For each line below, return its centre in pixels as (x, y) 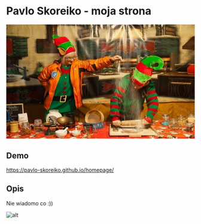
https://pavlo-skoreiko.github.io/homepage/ (60, 170)
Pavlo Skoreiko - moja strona (79, 11)
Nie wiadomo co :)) (30, 203)
